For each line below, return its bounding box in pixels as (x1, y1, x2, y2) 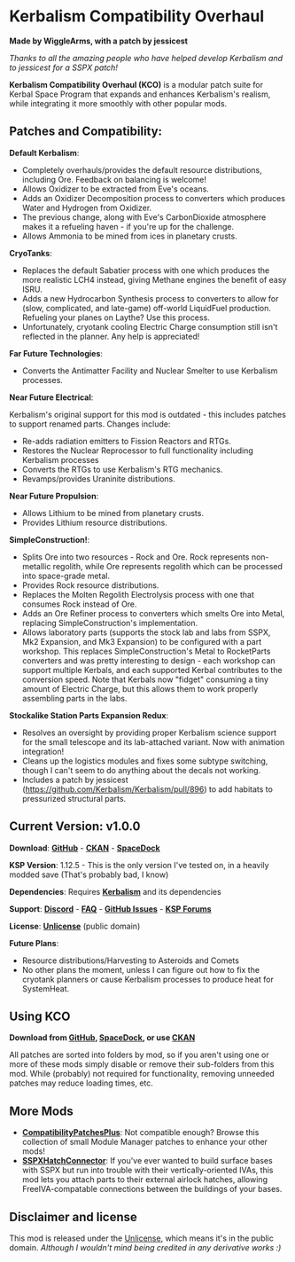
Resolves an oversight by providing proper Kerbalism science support (21, 727, 277, 738)
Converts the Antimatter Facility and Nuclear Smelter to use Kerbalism (21, 365, 278, 376)
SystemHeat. (21, 983, 70, 994)
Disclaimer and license (9, 1209, 137, 1225)
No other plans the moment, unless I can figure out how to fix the (21, 964, 260, 975)
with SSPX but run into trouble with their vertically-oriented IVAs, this (21, 1164, 274, 1176)
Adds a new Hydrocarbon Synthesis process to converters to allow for (21, 293, 279, 303)
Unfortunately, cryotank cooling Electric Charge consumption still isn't (21, 321, 278, 332)
